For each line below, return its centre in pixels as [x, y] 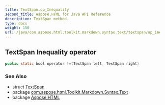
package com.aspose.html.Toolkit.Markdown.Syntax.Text [70, 92]
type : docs [16, 23]
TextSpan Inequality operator [51, 52]
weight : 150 [17, 28]
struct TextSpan [28, 87]
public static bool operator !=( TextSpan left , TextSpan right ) [72, 64]
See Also [16, 76]
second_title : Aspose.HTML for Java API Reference [58, 14]
